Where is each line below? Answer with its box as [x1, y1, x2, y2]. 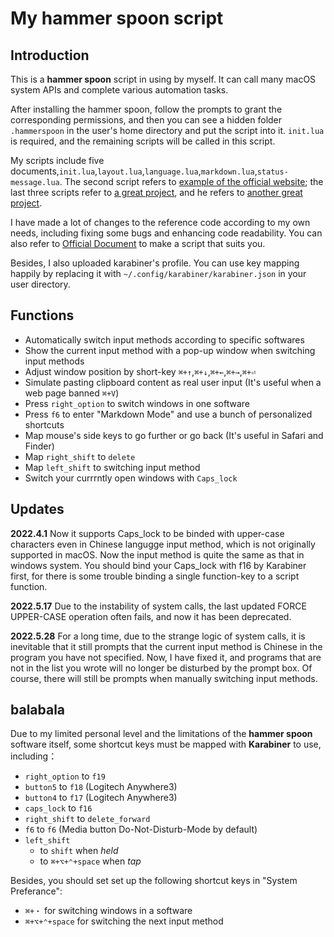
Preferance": [10, 885, 63, 897]
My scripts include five [10, 155, 105, 166]
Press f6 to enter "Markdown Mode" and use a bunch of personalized [24, 408, 313, 420]
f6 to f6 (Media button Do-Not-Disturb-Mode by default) [24, 823, 258, 836]
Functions [10, 307, 75, 324]
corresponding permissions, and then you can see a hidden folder [10, 114, 283, 126]
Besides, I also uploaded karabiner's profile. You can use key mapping [10, 257, 300, 269]
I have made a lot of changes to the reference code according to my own [10, 217, 311, 228]
